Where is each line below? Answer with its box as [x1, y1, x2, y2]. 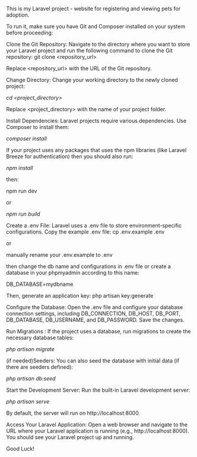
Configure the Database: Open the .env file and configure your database [6, 304, 183, 311]
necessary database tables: [6, 334, 74, 341]
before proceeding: [6, 29, 53, 36]
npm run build [6, 210, 40, 218]
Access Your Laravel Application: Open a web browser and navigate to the [6, 421, 188, 428]
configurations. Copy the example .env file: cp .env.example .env [6, 228, 165, 235]
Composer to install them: [6, 124, 69, 130]
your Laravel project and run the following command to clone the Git [6, 47, 173, 54]
